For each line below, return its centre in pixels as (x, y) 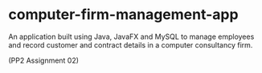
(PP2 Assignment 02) (43, 60)
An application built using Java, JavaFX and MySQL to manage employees (131, 36)
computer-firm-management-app (123, 15)
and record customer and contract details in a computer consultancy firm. (131, 44)
